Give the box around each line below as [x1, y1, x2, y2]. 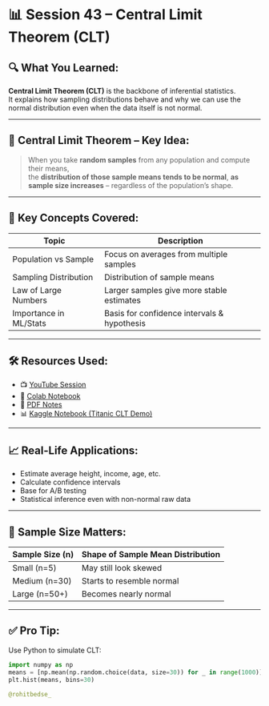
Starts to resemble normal [81, 576, 179, 587]
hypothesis [103, 317, 147, 328]
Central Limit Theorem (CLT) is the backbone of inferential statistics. [8, 86, 236, 95]
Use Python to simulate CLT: [8, 645, 102, 655]
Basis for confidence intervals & [103, 307, 224, 319]
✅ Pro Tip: [8, 624, 60, 638]
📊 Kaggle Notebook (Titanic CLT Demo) [19, 409, 153, 419]
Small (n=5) [12, 563, 58, 574]
